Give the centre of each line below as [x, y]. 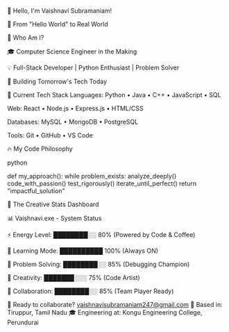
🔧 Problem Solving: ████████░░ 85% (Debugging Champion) [99, 264]
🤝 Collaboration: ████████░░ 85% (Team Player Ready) [91, 291]
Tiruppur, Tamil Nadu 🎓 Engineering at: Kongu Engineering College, [105, 312]
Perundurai [23, 322]
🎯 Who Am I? [26, 38]
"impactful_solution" [36, 191]
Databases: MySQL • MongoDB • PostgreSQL [73, 122]
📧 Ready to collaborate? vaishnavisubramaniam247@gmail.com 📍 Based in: [115, 305]
